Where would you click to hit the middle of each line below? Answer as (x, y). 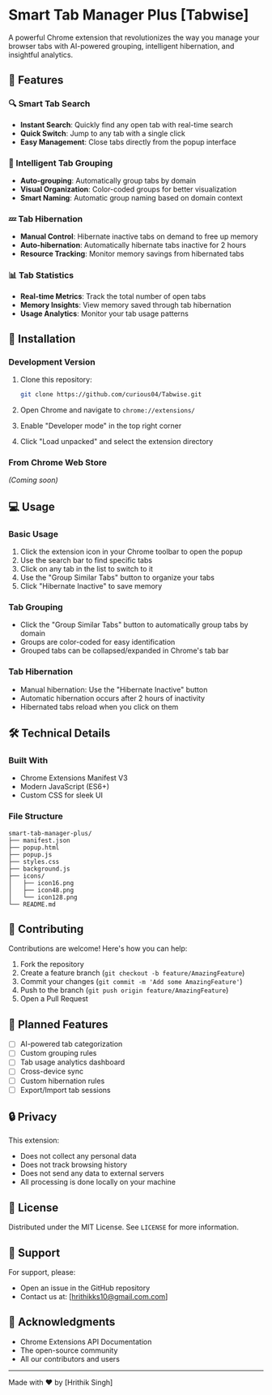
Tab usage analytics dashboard (72, 1062)
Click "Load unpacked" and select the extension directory (117, 442)
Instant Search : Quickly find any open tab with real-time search (126, 124)
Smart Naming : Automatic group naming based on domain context (131, 197)
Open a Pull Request (54, 999)
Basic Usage (34, 533)
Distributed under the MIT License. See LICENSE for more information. (123, 1227)
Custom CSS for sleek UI (62, 795)
